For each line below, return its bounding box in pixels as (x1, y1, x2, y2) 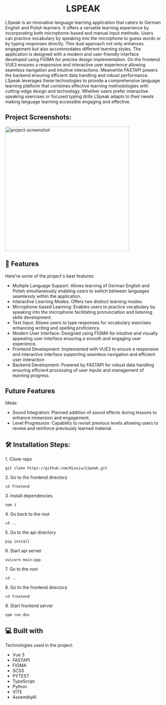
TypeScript (12, 678, 35, 684)
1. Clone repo (5, 456, 32, 462)
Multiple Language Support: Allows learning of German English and (12, 282, 150, 288)
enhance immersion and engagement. (12, 415, 90, 421)
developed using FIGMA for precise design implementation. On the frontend (5, 56, 160, 62)
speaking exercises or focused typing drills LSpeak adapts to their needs (5, 93, 154, 99)
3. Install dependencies (5, 493, 53, 499)
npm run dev (5, 613, 30, 617)
